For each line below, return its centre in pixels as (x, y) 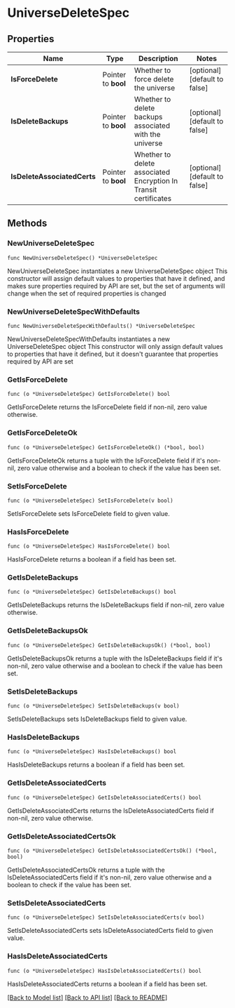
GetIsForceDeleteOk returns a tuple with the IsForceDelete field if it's (106, 460)
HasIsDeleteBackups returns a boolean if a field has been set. (96, 765)
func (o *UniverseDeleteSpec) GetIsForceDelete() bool (89, 394)
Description (158, 59)
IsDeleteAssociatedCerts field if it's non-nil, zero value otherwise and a (109, 877)
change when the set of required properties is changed (87, 293)
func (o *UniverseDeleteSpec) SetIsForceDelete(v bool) (90, 500)
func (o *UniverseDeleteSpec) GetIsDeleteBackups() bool (92, 592)
